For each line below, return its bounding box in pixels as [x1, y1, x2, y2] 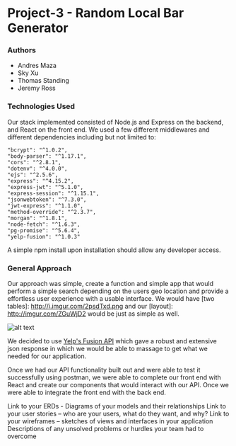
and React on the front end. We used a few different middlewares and [7, 125, 210, 134]
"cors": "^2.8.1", [7, 159, 61, 166]
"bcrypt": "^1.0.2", [7, 147, 69, 154]
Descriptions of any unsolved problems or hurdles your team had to [7, 425, 204, 433]
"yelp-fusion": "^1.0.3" [7, 233, 81, 240]
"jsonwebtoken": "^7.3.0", [7, 196, 87, 203]
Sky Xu [17, 69, 39, 77]
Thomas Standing [17, 76, 69, 85]
